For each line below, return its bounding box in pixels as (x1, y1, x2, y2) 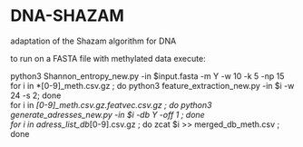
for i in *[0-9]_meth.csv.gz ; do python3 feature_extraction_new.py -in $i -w (10, 80, 295, 91)
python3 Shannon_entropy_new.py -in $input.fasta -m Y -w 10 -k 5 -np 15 (10, 70, 285, 82)
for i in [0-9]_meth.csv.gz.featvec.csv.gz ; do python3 (10, 99, 212, 110)
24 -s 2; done (10, 90, 62, 101)
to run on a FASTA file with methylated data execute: (10, 53, 207, 64)
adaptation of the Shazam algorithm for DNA (10, 35, 177, 46)
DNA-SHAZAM (10, 5, 125, 26)
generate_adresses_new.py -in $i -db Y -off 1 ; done (10, 109, 205, 120)
